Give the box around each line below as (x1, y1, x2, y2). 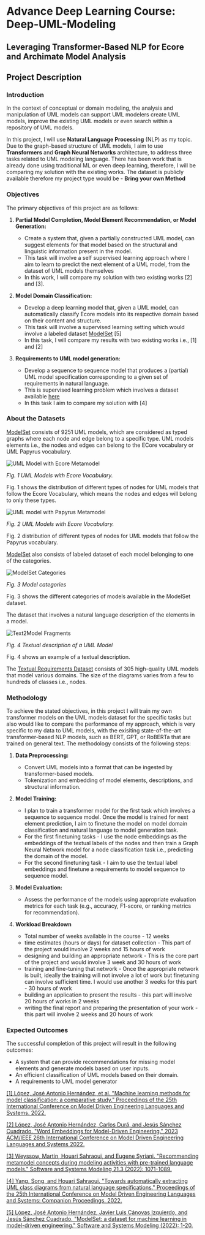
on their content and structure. (24, 317, 102, 324)
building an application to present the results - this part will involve (24, 991, 193, 998)
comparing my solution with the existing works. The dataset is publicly (6, 169, 184, 176)
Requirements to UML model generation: (15, 354, 121, 362)
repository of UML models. (6, 124, 74, 131)
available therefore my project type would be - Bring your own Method (6, 175, 185, 182)
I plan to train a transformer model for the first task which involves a (24, 807, 196, 815)
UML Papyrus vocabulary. (6, 447, 72, 455)
